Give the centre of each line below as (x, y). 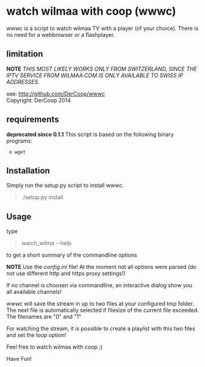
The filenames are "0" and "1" (44, 317)
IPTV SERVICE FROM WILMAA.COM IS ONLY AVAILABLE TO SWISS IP (95, 75)
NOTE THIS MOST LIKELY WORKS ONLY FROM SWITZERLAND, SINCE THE (102, 69)
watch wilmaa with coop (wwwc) (91, 11)
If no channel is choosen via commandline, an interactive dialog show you (99, 286)
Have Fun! (19, 359)
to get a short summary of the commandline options (72, 255)
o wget (17, 152)
